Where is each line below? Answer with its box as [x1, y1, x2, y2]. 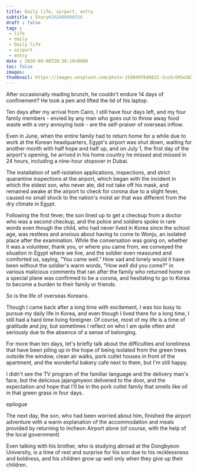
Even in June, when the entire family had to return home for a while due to [6, 132, 186, 139]
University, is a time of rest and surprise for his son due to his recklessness [6, 449, 189, 456]
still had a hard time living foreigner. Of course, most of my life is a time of [6, 317, 186, 324]
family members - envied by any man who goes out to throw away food [6, 115, 180, 122]
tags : [6, 25, 22, 31]
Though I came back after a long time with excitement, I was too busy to [6, 304, 181, 311]
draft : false [6, 19, 41, 25]
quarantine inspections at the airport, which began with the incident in [6, 175, 176, 182]
